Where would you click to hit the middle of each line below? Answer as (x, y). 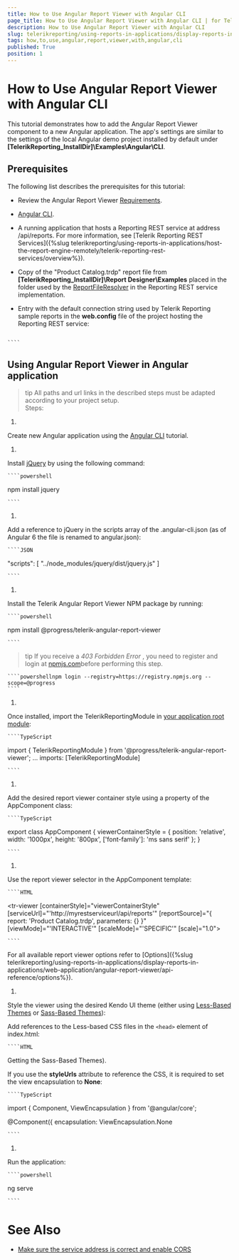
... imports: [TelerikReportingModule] (86, 758)
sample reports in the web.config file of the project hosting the (110, 316)
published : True (31, 47)
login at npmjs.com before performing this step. (94, 664)
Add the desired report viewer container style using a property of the (108, 798)
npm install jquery (34, 490)
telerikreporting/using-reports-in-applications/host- (147, 242)
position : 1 (25, 54)
